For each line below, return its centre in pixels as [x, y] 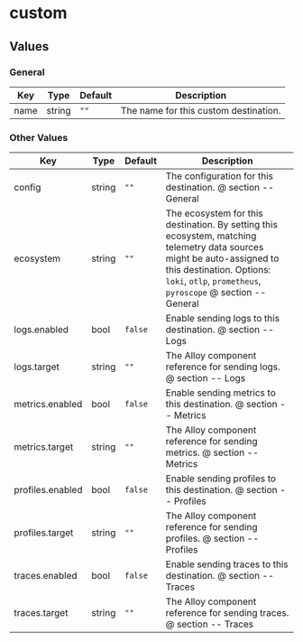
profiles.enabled [48, 490]
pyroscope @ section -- [216, 293]
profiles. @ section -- [212, 538]
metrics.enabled [48, 405]
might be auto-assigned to [222, 258]
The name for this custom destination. [201, 110]
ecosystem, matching [211, 236]
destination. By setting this [221, 225]
